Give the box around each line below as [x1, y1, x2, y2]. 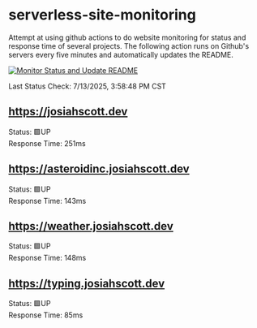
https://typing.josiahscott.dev [8, 276, 165, 290]
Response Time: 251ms [8, 138, 87, 148]
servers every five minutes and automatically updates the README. [8, 50, 233, 59]
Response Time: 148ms [8, 253, 87, 263]
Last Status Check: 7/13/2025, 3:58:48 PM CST [8, 81, 166, 91]
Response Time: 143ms [8, 196, 87, 205]
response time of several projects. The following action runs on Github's [8, 41, 250, 50]
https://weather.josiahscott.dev [8, 219, 174, 233]
